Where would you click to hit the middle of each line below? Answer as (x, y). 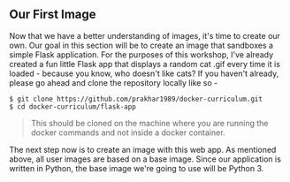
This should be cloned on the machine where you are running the (149, 123)
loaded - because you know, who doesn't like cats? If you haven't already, (144, 73)
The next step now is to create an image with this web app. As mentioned (143, 149)
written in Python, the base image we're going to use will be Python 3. (137, 168)
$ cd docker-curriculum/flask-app (73, 106)
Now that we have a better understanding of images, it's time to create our (145, 35)
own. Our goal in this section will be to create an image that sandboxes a (141, 45)
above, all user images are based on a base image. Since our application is (145, 159)
